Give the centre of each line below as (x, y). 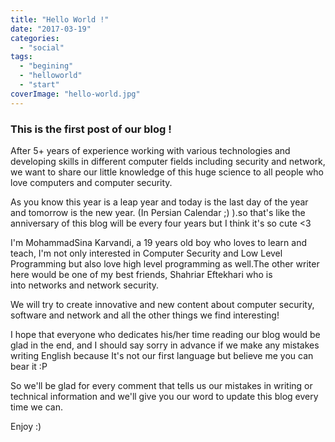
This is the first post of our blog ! (91, 129)
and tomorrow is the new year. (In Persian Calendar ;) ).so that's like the (158, 212)
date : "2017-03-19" (51, 29)
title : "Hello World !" (60, 19)
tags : (21, 57)
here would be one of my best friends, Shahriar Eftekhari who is (141, 274)
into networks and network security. (85, 285)
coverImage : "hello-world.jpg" (75, 94)
